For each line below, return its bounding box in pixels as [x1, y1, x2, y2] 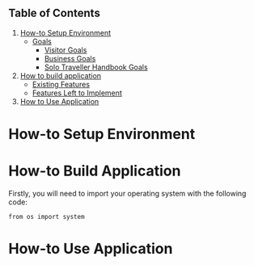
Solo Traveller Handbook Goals [44, 62, 148, 72]
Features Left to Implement [32, 88, 123, 98]
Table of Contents [8, 6, 101, 20]
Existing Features [32, 79, 91, 89]
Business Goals [44, 53, 96, 63]
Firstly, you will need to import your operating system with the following [8, 188, 247, 198]
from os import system [8, 212, 85, 221]
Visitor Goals [44, 44, 87, 55]
